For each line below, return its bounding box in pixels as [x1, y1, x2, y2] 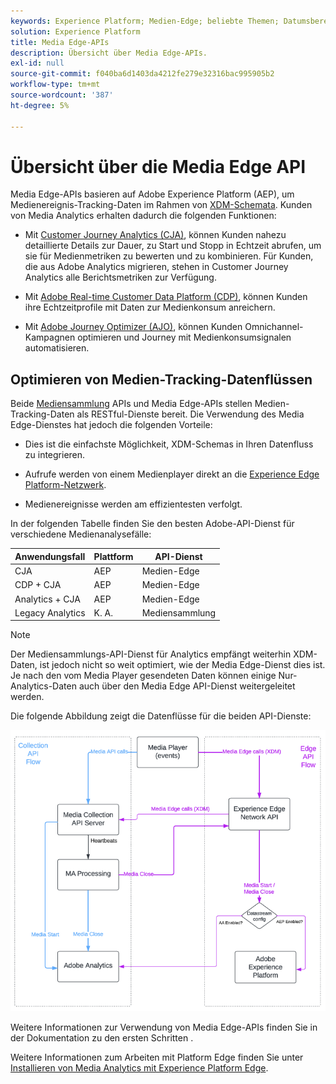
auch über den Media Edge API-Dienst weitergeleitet [78, 680, 296, 692]
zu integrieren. [24, 449, 86, 461]
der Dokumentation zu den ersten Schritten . [10, 1031, 194, 1044]
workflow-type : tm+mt [10, 80, 101, 90]
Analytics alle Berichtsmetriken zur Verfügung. [24, 271, 217, 284]
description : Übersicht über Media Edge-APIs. [10, 48, 208, 58]
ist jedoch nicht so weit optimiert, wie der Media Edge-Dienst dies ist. [39, 659, 326, 671]
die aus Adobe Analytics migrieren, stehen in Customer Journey [24, 261, 289, 273]
